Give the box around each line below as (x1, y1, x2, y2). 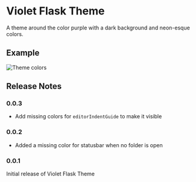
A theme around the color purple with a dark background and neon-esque (6, 24, 190, 31)
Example (6, 48, 40, 58)
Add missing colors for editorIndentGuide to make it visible (14, 113, 162, 120)
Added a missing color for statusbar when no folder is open (14, 141, 163, 148)
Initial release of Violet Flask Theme (6, 170, 95, 178)
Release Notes (6, 81, 62, 91)
